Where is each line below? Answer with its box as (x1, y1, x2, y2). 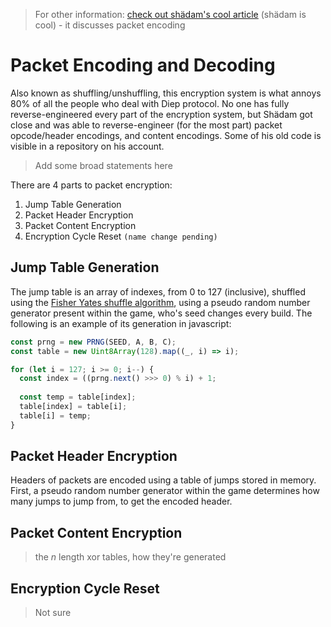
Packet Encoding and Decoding (10, 54, 276, 77)
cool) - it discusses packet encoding (34, 19, 186, 31)
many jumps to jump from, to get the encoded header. (10, 495, 233, 508)
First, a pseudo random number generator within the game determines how (10, 485, 320, 497)
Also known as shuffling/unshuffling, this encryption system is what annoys (10, 87, 322, 99)
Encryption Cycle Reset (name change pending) (24, 230, 218, 242)
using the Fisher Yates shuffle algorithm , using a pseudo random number (10, 296, 311, 308)
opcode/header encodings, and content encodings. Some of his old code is (10, 129, 322, 141)
